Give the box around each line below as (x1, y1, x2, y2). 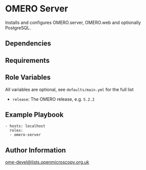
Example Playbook (5, 110, 64, 119)
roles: (9, 128, 23, 133)
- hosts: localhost (5, 124, 46, 129)
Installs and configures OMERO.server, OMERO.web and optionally (5, 19, 141, 25)
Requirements (5, 56, 50, 65)
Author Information (5, 146, 66, 155)
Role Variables (5, 73, 51, 82)
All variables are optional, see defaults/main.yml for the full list (5, 86, 134, 92)
